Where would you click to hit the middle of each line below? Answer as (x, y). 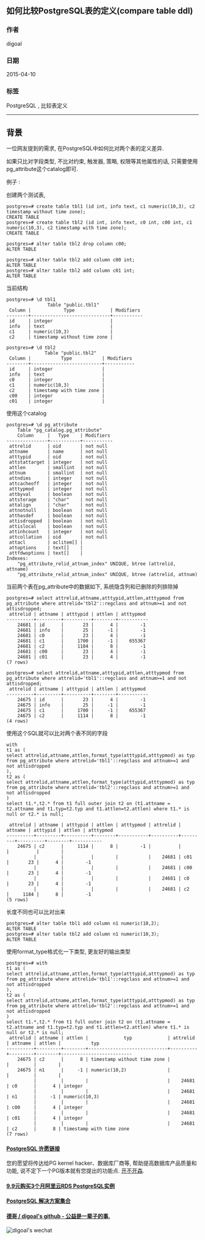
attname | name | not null (58, 452)
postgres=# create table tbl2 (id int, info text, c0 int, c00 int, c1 (99, 223)
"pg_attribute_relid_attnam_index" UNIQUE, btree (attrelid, (96, 564)
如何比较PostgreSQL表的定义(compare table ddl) (100, 11)
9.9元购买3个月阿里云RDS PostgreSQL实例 (60, 1186)
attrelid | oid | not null (58, 447)
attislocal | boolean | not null (58, 527)
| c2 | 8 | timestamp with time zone (68, 1129)
